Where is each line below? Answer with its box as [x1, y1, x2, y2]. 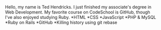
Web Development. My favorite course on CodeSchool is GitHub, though [5, 9, 151, 15]
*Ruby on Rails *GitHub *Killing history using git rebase [5, 19, 118, 25]
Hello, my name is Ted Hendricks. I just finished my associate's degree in [5, 4, 152, 10]
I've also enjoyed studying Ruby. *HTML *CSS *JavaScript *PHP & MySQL [5, 15, 157, 20]
